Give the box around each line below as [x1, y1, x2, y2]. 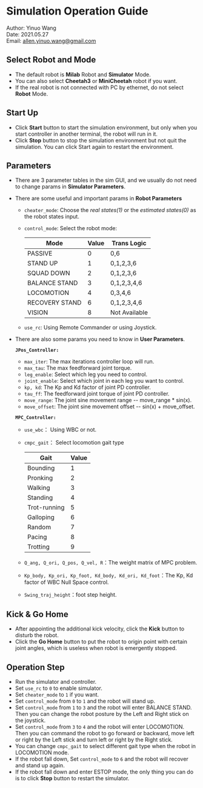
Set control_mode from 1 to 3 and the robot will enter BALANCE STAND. [15, 704, 192, 711]
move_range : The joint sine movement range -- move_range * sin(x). [24, 397, 192, 404]
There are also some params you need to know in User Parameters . [15, 336, 185, 343]
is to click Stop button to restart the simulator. [15, 775, 130, 782]
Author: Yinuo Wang [6, 24, 56, 31]
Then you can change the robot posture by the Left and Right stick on [15, 710, 189, 717]
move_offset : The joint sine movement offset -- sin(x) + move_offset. [24, 403, 195, 410]
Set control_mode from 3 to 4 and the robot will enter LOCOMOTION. [15, 723, 185, 730]
